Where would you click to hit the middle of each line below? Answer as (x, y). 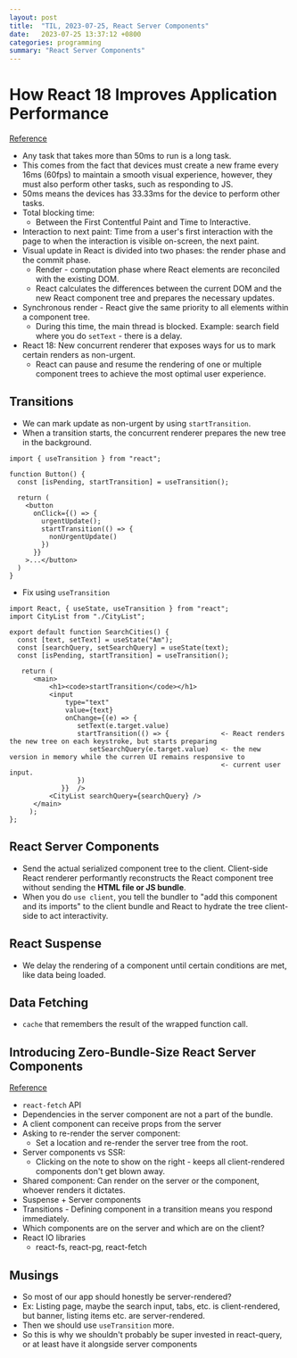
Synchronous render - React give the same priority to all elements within (155, 308)
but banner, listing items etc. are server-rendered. (113, 1315)
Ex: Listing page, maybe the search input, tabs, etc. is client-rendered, (151, 1306)
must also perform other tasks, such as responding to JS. (128, 185)
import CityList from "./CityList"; (77, 617)
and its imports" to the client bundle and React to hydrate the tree (142, 906)
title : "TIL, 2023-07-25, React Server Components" (109, 26)
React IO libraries (54, 1238)
